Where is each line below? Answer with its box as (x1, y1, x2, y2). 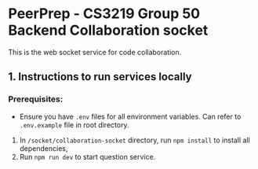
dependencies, (19, 143, 68, 153)
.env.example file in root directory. (19, 119, 129, 130)
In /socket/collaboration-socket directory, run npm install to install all (19, 135, 251, 145)
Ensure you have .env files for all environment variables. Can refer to (19, 112, 242, 121)
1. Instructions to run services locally (8, 70, 192, 83)
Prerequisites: (8, 94, 64, 105)
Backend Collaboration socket (8, 21, 209, 39)
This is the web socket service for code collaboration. (8, 47, 182, 57)
